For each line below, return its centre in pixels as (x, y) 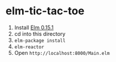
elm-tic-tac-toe (45, 11)
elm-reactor (29, 47)
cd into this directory (40, 33)
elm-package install (40, 41)
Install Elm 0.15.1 (34, 27)
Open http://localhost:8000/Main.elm (62, 52)
